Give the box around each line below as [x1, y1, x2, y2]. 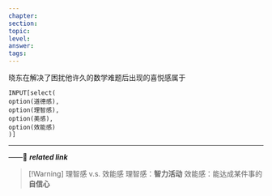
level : [8, 34, 31, 43]
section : [8, 19, 38, 28]
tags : [8, 49, 27, 58]
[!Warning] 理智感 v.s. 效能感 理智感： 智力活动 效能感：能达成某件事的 [28, 169, 263, 178]
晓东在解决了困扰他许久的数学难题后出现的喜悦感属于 [8, 73, 186, 82]
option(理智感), [8, 106, 60, 114]
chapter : [8, 11, 38, 20]
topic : [8, 27, 31, 35]
